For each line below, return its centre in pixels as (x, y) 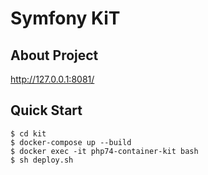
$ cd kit (28, 133)
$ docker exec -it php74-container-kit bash (104, 151)
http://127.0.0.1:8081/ (52, 79)
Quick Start (46, 110)
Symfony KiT (65, 18)
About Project (54, 55)
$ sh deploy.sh (42, 160)
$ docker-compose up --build (71, 142)
